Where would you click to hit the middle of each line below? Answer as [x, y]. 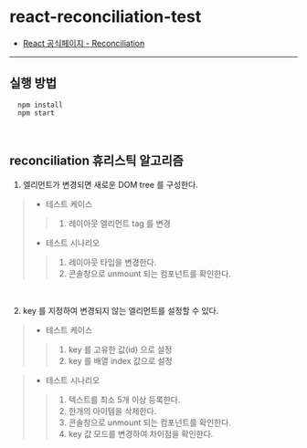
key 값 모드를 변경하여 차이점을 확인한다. [141, 433]
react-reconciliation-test [106, 17]
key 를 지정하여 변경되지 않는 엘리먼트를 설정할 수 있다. [121, 310]
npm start [36, 113]
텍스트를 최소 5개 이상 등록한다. [124, 400]
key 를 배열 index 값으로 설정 [120, 360]
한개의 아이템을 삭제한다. [112, 411]
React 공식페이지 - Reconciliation [84, 43]
